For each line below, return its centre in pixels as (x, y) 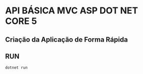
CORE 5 (21, 21)
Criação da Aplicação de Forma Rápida (67, 39)
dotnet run (16, 68)
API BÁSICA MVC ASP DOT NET (72, 11)
